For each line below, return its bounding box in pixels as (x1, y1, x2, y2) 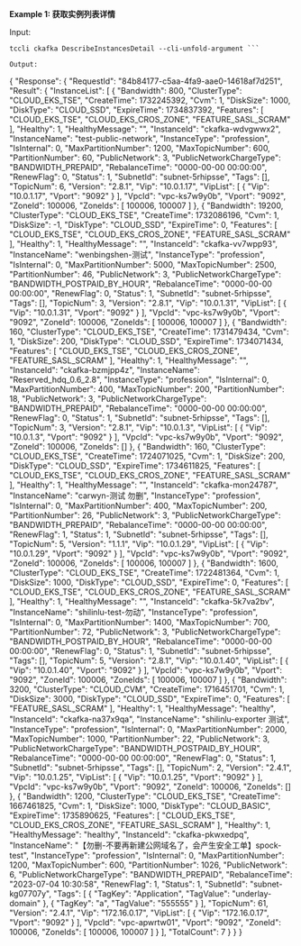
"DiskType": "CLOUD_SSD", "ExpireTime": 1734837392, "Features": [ (9, 105, 264, 115)
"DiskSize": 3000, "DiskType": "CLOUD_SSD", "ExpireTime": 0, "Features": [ (9, 694, 290, 704)
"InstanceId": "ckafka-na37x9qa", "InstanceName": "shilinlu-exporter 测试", (9, 714, 290, 724)
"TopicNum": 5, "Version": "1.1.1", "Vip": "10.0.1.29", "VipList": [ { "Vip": (9, 539, 269, 549)
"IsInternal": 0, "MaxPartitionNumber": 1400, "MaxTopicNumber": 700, (9, 617, 270, 627)
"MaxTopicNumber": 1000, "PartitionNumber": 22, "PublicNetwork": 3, (9, 733, 270, 744)
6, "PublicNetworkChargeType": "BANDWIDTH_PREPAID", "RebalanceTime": (9, 869, 293, 879)
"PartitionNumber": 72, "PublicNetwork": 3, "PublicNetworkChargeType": (9, 626, 281, 637)
